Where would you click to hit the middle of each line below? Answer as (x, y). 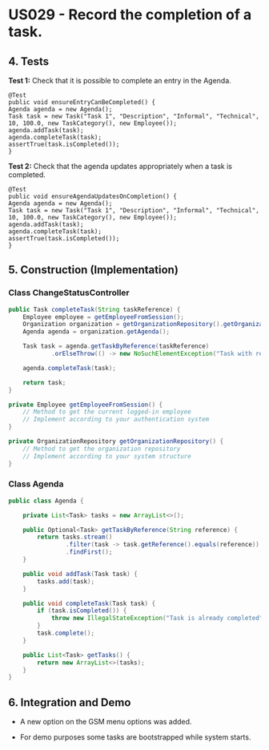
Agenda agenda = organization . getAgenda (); (96, 332)
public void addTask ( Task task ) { (80, 574)
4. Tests (29, 61)
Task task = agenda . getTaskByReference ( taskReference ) (116, 346)
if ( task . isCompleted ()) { (82, 611)
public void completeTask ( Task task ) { (89, 603)
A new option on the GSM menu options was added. (106, 722)
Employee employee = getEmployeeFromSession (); (103, 317)
